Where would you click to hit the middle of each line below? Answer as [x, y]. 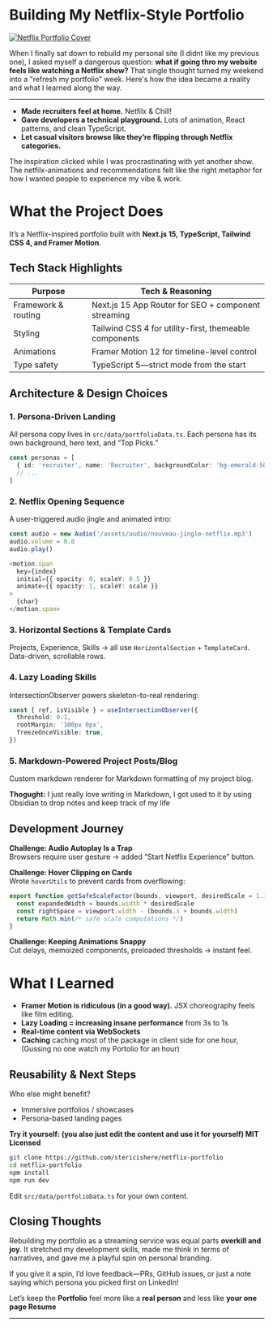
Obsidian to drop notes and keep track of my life [90, 803]
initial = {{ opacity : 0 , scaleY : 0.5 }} [84, 579]
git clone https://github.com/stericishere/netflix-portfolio [116, 1158]
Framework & [38, 305]
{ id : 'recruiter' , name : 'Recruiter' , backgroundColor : [115, 466]
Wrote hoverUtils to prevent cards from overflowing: [97, 881]
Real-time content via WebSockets [81, 1032]
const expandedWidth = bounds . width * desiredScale [106, 904]
